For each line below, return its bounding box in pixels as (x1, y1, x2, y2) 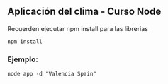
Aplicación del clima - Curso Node (7, 6, 162, 18)
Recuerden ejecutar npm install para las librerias (7, 24, 149, 32)
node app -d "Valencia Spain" (7, 71, 97, 78)
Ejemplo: (7, 54, 39, 64)
